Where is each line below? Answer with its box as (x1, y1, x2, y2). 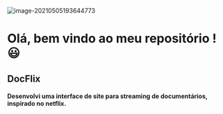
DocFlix (7, 73, 41, 84)
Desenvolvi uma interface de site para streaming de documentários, (7, 92, 208, 100)
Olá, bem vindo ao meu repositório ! (7, 31, 217, 46)
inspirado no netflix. (7, 99, 67, 108)
